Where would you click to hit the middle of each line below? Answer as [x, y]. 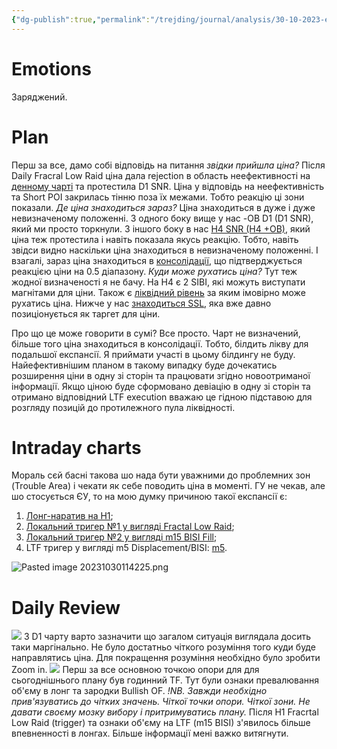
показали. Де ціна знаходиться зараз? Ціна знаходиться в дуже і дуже [163, 207]
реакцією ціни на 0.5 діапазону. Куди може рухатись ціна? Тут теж [154, 271]
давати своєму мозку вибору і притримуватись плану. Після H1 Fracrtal [165, 712]
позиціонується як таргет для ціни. [86, 313]
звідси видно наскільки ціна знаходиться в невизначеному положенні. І [165, 250]
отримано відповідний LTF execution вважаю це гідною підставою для [162, 397]
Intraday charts [76, 447]
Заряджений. [39, 97]
